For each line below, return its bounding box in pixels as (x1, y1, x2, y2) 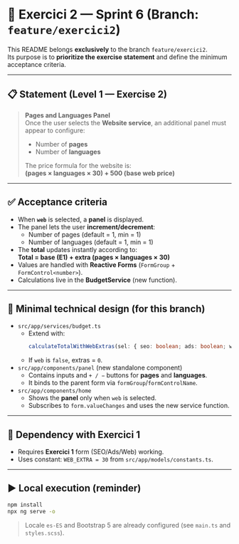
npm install (7, 501, 43, 508)
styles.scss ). (24, 528, 65, 537)
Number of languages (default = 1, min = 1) (28, 238, 154, 246)
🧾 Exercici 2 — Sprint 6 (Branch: (7, 6, 199, 23)
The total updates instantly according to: (17, 245, 137, 253)
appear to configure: (24, 126, 85, 135)
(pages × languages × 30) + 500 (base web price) (24, 169, 176, 177)
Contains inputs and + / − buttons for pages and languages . (28, 371, 208, 380)
